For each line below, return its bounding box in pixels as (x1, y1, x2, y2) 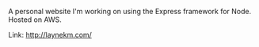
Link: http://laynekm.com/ (8, 31, 93, 39)
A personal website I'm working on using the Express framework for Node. (8, 7, 252, 16)
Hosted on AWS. (8, 15, 62, 24)
